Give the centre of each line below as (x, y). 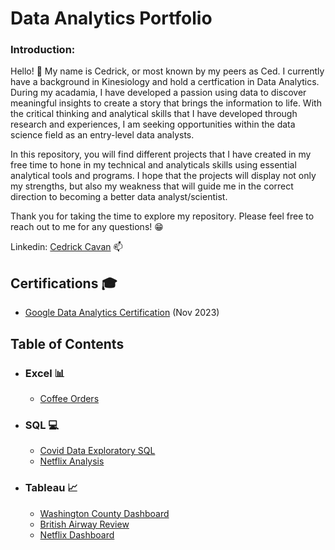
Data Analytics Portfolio (111, 18)
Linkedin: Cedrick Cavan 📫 (66, 247)
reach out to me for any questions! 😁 (87, 227)
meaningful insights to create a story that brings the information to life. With (166, 103)
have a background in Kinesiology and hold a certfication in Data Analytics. (165, 82)
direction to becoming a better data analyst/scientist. (119, 197)
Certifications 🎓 (64, 283)
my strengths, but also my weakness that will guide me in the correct (152, 186)
